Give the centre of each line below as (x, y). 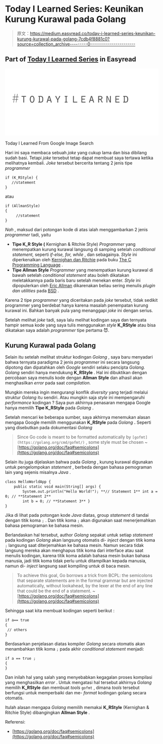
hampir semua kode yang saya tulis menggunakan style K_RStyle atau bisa (80, 325)
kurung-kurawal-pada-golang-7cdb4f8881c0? (63, 39)
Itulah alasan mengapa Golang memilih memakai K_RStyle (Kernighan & (77, 708)
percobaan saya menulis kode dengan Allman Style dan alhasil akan (74, 378)
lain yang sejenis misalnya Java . (38, 472)
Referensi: (15, 722)
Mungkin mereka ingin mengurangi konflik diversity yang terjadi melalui (77, 392)
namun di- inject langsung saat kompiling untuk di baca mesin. (68, 566)
